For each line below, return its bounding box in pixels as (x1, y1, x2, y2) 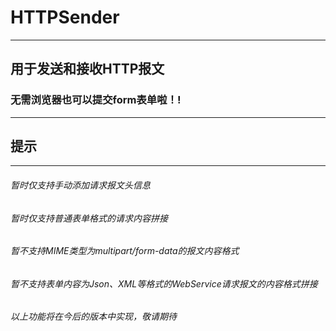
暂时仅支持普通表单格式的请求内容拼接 (10, 212, 168, 224)
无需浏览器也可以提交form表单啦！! (10, 93, 182, 107)
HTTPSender (10, 6, 120, 29)
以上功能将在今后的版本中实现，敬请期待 (10, 311, 177, 323)
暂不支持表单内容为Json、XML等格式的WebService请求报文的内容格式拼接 (10, 277, 318, 290)
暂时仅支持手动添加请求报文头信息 (10, 179, 151, 191)
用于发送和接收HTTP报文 (10, 61, 165, 78)
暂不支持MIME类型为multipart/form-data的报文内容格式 (10, 245, 240, 257)
